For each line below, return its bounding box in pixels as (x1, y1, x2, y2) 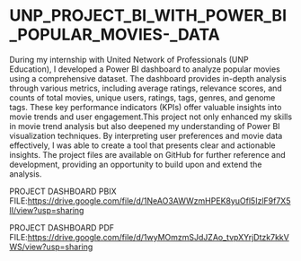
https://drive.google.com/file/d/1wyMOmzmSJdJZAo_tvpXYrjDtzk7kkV (27, 231, 289, 242)
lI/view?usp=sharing (9, 204, 84, 215)
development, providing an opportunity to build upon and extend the (9, 159, 262, 170)
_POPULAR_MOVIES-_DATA (9, 24, 220, 45)
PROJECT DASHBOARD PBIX (9, 186, 117, 196)
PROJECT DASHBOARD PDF (9, 222, 115, 233)
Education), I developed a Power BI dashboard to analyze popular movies (9, 64, 280, 74)
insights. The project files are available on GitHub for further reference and (9, 149, 286, 160)
